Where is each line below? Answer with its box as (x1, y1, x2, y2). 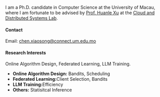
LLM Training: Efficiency (12, 81, 63, 88)
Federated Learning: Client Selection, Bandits (12, 76, 108, 82)
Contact (5, 26, 23, 33)
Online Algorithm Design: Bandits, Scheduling (12, 71, 110, 77)
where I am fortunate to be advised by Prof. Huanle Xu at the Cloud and (5, 10, 155, 16)
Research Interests (5, 49, 46, 55)
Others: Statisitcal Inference (12, 87, 72, 93)
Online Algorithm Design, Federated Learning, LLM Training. (5, 61, 131, 67)
